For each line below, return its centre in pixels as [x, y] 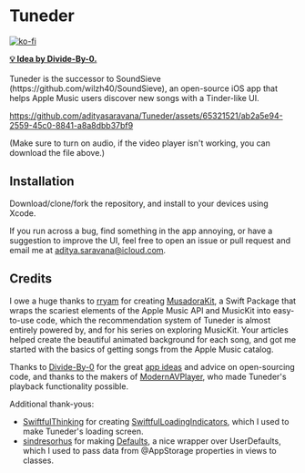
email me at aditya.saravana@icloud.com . [88, 250]
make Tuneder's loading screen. [83, 431]
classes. [38, 460]
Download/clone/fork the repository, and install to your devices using [139, 203]
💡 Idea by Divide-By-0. [53, 58]
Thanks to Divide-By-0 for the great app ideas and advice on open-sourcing [152, 366]
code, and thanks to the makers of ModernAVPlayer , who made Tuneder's [148, 376]
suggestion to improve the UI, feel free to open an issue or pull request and [150, 240]
